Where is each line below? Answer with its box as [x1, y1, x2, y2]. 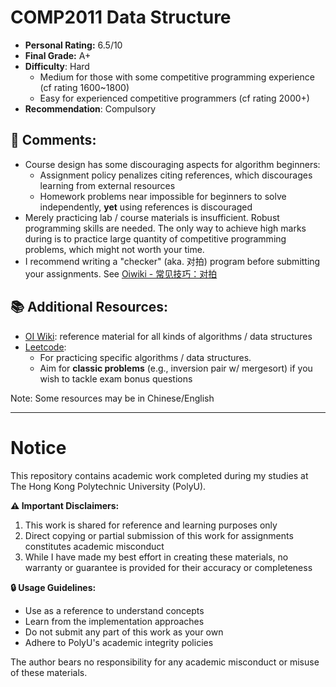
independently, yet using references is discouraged [39, 201, 253, 213]
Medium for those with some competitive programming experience [39, 71, 315, 83]
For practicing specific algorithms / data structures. [39, 351, 252, 363]
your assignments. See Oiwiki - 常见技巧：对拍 [24, 267, 218, 280]
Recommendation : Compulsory [24, 102, 157, 115]
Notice [10, 436, 67, 459]
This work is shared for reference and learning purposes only [24, 519, 278, 531]
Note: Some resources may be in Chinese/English [10, 392, 215, 404]
